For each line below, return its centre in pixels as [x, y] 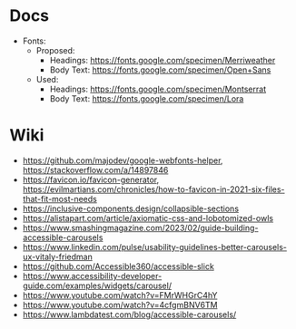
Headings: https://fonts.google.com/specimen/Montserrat [158, 89]
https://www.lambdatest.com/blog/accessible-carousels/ [129, 314]
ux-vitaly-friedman [57, 256]
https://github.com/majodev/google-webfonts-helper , [123, 160]
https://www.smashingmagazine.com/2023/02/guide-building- [140, 227]
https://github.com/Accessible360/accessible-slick [118, 266]
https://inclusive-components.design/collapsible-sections [130, 208]
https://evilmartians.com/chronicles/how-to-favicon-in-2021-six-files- [153, 189]
